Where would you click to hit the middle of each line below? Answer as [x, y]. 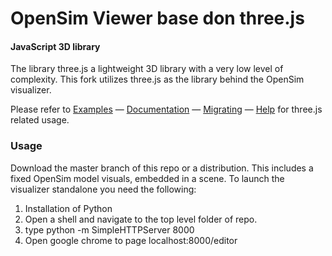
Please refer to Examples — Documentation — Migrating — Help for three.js [166, 109]
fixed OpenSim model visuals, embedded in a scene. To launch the [147, 178]
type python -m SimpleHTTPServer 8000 [109, 229]
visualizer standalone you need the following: [103, 189]
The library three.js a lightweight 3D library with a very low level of [147, 69]
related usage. [40, 120]
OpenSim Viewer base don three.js [157, 18]
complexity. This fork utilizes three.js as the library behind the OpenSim [157, 79]
